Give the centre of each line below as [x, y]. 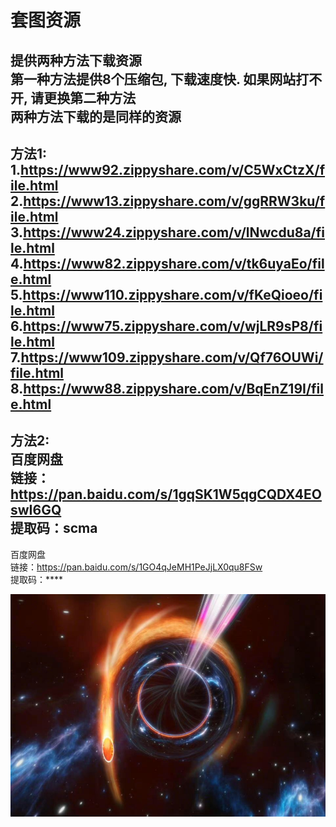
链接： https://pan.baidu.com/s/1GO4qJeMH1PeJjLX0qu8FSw [136, 567]
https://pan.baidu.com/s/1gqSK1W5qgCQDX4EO [166, 494]
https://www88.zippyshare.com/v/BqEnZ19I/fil [173, 388]
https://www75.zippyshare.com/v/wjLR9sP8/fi [173, 326]
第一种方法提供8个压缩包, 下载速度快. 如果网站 [153, 79]
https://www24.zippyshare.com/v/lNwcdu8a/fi [174, 232]
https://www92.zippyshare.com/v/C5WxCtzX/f [173, 169]
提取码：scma [54, 528]
